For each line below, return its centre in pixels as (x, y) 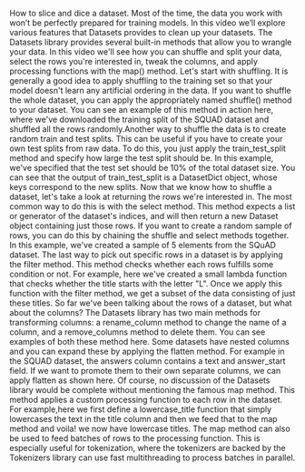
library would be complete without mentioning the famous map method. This (152, 390)
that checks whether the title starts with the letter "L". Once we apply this (146, 284)
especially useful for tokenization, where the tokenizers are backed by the (148, 448)
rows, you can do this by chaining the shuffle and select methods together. (149, 235)
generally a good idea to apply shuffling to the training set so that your (141, 80)
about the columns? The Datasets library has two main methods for (135, 312)
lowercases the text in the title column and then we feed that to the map (144, 419)
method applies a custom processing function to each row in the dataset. (146, 400)
